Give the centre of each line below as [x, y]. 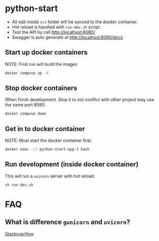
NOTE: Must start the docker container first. [49, 140]
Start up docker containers [46, 53]
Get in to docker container [45, 129]
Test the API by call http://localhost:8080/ [53, 32]
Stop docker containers [41, 88]
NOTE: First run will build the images [41, 64]
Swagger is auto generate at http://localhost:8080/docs [67, 37]
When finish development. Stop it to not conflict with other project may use [80, 100]
